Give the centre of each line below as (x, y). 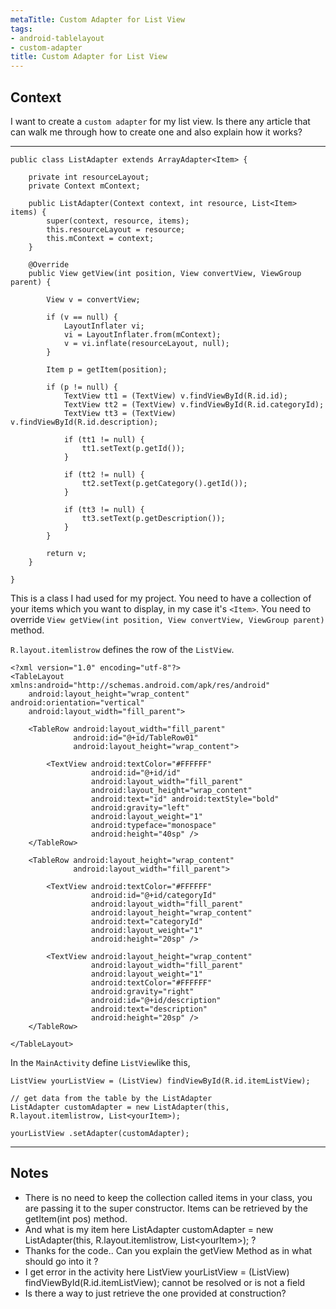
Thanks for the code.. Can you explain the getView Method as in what (168, 1250)
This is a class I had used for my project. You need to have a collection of (161, 598)
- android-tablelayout (57, 38)
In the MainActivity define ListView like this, (100, 1062)
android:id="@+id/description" (156, 1000)
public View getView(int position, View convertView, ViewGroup (165, 273)
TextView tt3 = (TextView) (120, 413)
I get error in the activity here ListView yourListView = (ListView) (157, 1272)
